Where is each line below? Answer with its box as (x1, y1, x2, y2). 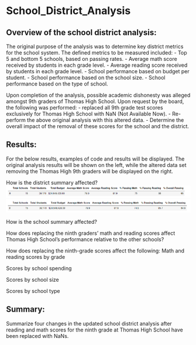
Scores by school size (6, 276, 60, 283)
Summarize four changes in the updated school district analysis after (6, 320, 173, 327)
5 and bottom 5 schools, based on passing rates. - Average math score (6, 56, 177, 62)
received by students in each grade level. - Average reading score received (6, 62, 188, 69)
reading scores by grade (6, 253, 66, 260)
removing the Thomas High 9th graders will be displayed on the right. (6, 168, 174, 175)
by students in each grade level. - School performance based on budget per (6, 68, 190, 74)
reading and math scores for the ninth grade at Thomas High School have (6, 326, 183, 333)
